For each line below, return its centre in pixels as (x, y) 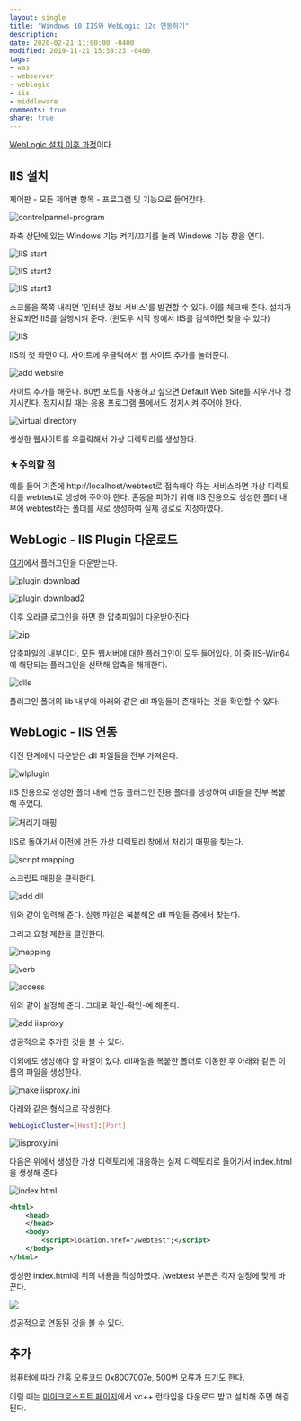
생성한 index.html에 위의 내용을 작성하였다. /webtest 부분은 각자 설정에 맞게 (143, 1275)
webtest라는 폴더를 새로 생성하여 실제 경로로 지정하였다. (124, 508)
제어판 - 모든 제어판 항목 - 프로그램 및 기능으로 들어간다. (107, 199)
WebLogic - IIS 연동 (63, 733)
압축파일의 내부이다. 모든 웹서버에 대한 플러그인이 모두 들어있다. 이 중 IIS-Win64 (150, 654)
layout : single (38, 18)
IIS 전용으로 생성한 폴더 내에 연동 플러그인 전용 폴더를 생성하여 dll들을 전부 (139, 791)
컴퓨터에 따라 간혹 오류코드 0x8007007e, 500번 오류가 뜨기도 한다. (127, 1377)
